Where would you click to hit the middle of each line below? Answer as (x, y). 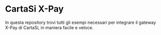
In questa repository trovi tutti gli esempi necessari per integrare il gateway (80, 22)
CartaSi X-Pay (34, 9)
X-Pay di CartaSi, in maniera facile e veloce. (49, 27)
